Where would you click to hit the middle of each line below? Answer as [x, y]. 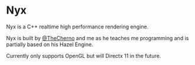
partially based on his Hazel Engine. [50, 44]
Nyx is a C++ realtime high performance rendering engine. [77, 27]
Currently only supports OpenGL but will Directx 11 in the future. [84, 56]
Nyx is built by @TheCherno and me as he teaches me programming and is [97, 38]
